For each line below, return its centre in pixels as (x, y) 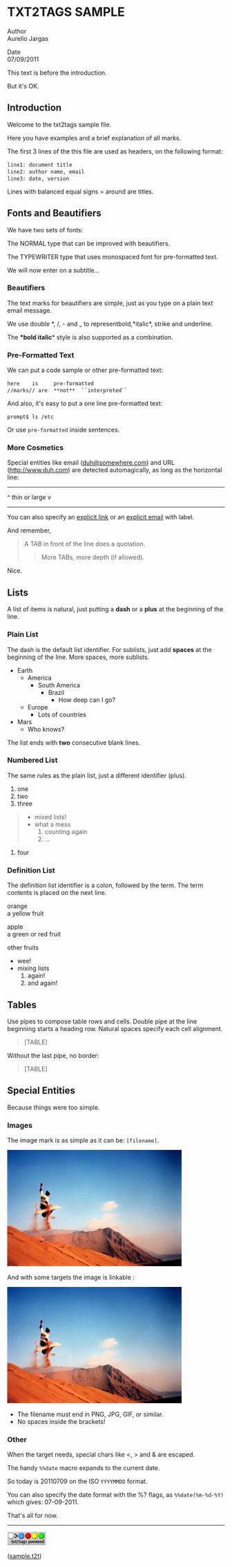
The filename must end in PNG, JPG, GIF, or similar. (90, 1414)
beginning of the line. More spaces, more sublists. (78, 657)
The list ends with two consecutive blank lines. (74, 742)
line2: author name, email (46, 171)
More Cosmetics (36, 448)
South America (59, 685)
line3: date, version (38, 178)
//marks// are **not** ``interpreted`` (68, 391)
